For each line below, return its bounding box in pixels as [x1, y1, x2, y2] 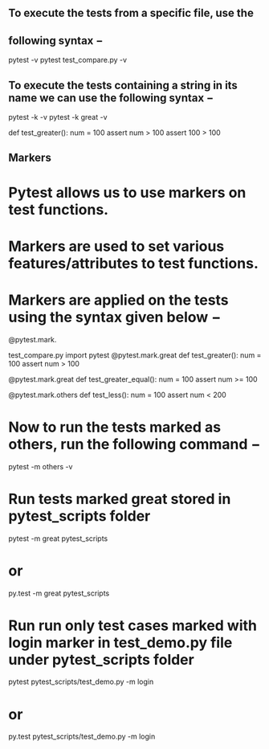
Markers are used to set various [8, 237, 225, 256]
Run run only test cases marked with [8, 616, 258, 634]
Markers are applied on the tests [8, 291, 229, 309]
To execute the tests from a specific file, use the [8, 6, 255, 20]
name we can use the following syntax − [8, 91, 214, 104]
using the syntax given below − [8, 308, 222, 326]
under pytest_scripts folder [8, 650, 194, 669]
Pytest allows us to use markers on [8, 183, 247, 202]
